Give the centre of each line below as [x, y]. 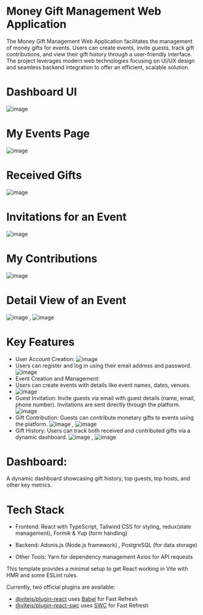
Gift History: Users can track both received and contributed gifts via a [103, 430]
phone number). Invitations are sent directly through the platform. [98, 404]
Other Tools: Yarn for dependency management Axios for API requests [104, 557]
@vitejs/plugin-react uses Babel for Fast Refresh [76, 599]
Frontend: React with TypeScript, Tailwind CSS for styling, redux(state [103, 527]
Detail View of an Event [66, 300]
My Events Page [48, 134]
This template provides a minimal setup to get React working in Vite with [97, 569]
